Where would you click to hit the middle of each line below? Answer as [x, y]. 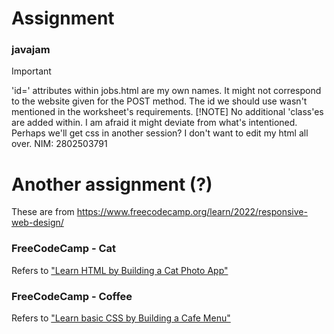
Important [31, 71]
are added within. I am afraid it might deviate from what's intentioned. [154, 123]
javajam [31, 50]
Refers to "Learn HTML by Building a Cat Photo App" [120, 270]
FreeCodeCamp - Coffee [72, 296]
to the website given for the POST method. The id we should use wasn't [159, 101]
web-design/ [37, 223]
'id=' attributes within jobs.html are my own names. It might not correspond [166, 91]
